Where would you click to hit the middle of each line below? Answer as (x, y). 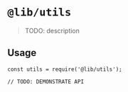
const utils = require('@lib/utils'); (65, 69)
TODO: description (52, 30)
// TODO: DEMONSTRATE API (46, 81)
